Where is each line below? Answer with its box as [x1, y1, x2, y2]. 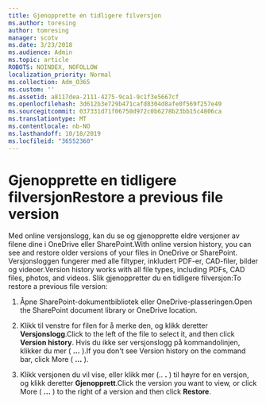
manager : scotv [8, 33, 59, 42]
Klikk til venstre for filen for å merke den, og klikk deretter [19, 321, 209, 330]
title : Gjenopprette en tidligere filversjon [8, 11, 161, 20]
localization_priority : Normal [8, 71, 112, 79]
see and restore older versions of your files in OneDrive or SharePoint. [8, 248, 238, 258]
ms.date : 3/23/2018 [8, 41, 73, 49]
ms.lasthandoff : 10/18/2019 [8, 129, 102, 137]
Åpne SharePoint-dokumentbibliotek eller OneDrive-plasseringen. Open [19, 297, 253, 306]
